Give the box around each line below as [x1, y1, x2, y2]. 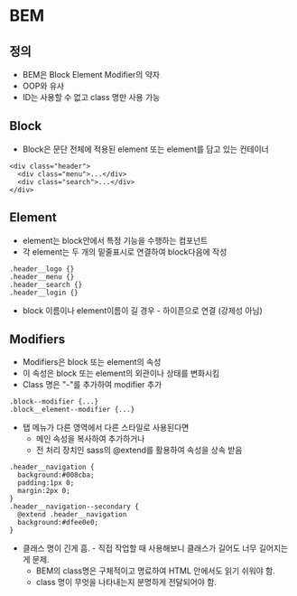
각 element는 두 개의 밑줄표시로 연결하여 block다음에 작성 [22, 246, 227, 257]
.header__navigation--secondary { [9, 502, 140, 511]
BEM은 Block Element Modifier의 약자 [22, 70, 161, 79]
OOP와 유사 [22, 80, 65, 91]
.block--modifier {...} [9, 397, 99, 406]
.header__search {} [9, 280, 83, 289]
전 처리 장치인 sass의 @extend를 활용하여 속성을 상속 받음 [35, 444, 243, 456]
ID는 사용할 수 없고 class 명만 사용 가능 [22, 92, 161, 102]
